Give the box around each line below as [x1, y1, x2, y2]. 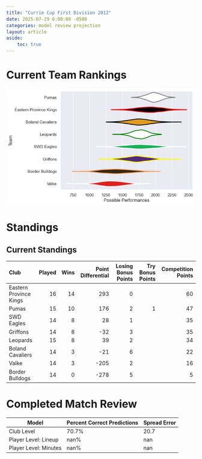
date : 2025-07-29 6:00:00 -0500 [6, 16, 87, 22]
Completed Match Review [6, 398, 137, 411]
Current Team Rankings [6, 68, 127, 82]
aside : [6, 35, 23, 42]
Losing [115, 262, 133, 269]
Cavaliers [8, 351, 32, 358]
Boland [8, 345, 26, 352]
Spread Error [143, 419, 176, 426]
